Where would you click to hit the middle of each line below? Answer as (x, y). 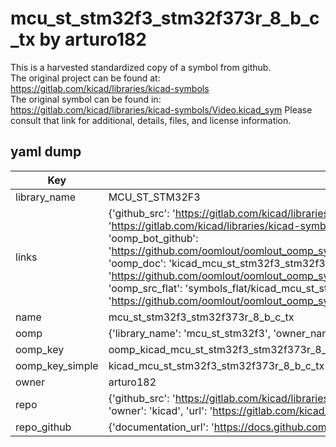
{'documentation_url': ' (161, 427)
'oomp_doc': (137, 263)
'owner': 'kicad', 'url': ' (160, 410)
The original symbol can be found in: (86, 99)
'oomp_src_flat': (145, 288)
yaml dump (46, 152)
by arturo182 (93, 39)
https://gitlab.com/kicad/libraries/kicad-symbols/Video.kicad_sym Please (161, 109)
